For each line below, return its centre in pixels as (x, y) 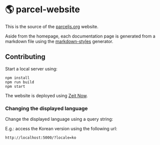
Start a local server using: (31, 69)
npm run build (20, 82)
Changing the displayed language (47, 108)
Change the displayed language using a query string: (59, 119)
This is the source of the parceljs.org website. (52, 26)
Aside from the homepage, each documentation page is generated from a (80, 36)
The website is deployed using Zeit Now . (47, 95)
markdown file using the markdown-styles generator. (59, 41)
